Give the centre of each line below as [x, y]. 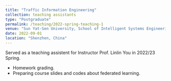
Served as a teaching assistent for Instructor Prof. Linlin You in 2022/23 [80, 52]
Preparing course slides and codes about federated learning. [76, 73]
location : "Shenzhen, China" [36, 38]
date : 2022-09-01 [24, 33]
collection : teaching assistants [41, 15]
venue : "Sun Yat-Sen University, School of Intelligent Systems [75, 29]
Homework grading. [34, 68]
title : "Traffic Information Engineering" [51, 10]
